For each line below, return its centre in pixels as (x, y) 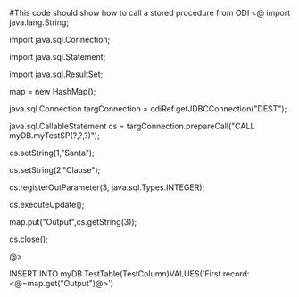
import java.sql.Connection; (60, 40)
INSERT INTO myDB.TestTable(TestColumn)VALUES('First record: (129, 274)
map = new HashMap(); (53, 91)
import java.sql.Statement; (58, 57)
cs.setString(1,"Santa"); (52, 153)
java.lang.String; (39, 22)
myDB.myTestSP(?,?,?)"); (54, 136)
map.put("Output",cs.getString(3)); (73, 222)
